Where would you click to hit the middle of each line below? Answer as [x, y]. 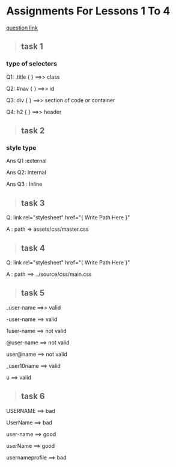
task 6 [33, 396]
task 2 [33, 131]
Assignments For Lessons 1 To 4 [88, 11]
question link [22, 28]
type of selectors [32, 64]
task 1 [32, 47]
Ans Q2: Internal [26, 172]
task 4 [33, 248]
